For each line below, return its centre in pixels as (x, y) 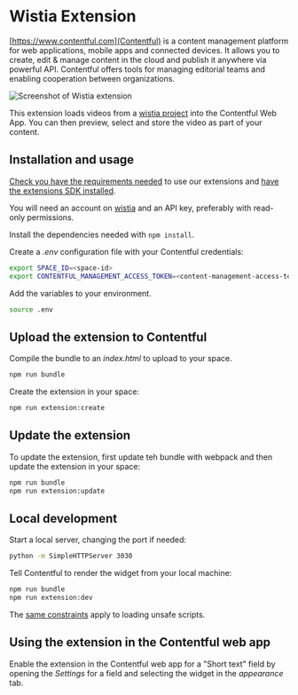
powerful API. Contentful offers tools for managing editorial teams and (137, 69)
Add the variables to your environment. (81, 293)
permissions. (50, 217)
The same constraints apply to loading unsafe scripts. (107, 614)
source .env (31, 309)
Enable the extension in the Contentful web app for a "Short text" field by (143, 664)
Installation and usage (72, 160)
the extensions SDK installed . (63, 190)
